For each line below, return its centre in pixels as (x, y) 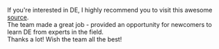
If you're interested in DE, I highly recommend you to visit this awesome (110, 10)
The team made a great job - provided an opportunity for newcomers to (109, 24)
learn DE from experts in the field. (56, 32)
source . (18, 17)
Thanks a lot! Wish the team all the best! (65, 39)
